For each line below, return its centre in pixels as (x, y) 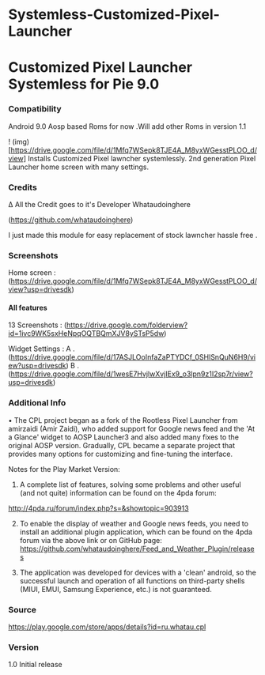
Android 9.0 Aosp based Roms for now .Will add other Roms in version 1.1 (127, 126)
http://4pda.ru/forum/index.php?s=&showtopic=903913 (98, 508)
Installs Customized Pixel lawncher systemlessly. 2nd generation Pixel (142, 158)
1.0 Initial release (36, 665)
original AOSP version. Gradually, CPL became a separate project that (122, 445)
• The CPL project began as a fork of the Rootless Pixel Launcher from (123, 420)
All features (28, 307)
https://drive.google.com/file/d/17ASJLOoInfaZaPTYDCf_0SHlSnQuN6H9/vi (133, 357)
